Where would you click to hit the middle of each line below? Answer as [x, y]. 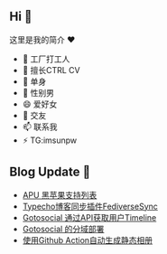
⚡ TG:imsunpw [50, 140]
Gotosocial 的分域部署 [63, 229]
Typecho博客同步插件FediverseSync [90, 206]
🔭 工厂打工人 [46, 59]
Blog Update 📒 [50, 172]
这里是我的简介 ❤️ [42, 39]
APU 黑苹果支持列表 [60, 194]
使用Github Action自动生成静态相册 [88, 240]
